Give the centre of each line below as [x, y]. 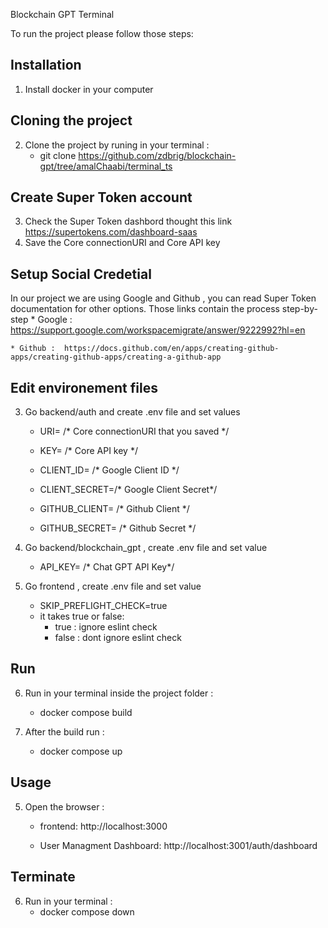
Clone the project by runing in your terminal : [117, 145]
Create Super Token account [101, 197]
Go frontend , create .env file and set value [113, 586]
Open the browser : [64, 806]
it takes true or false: [82, 616]
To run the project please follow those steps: [102, 33]
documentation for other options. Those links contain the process [145, 309]
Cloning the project [71, 120]
